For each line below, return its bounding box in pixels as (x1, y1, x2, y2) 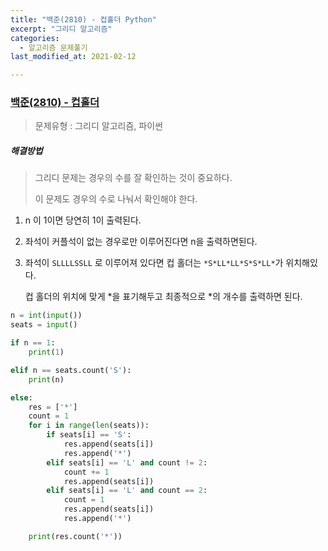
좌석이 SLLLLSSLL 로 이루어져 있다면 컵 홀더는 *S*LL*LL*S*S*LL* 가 (24, 257, 284, 269)
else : (10, 392, 33, 403)
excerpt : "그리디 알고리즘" (10, 24, 113, 34)
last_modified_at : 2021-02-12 (10, 52, 137, 62)
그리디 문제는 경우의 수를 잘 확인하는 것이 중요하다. (34, 172, 233, 184)
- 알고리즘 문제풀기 (19, 42, 88, 53)
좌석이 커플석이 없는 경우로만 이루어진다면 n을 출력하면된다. (24, 236, 258, 248)
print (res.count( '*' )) (28, 531, 123, 541)
